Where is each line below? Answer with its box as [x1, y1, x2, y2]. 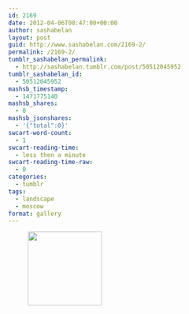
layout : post [8, 33, 51, 42]
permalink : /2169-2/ [8, 48, 76, 56]
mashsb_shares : [8, 99, 58, 107]
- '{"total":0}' [15, 121, 69, 129]
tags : [8, 187, 26, 196]
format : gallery [8, 210, 61, 218]
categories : [8, 173, 47, 181]
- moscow [15, 202, 44, 210]
